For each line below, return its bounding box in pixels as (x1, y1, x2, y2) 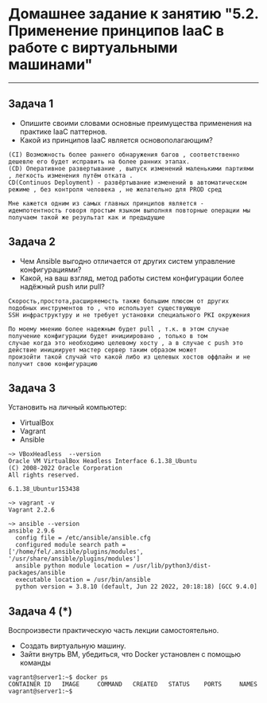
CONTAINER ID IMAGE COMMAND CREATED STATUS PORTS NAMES (8, 681, 258, 689)
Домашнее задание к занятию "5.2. (8, 5, 259, 23)
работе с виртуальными (8, 39, 178, 57)
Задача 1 (8, 97, 54, 111)
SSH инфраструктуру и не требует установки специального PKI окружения (8, 311, 250, 319)
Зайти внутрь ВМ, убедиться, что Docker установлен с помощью (19, 650, 241, 659)
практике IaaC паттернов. (19, 127, 107, 136)
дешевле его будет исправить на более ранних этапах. (8, 157, 191, 166)
